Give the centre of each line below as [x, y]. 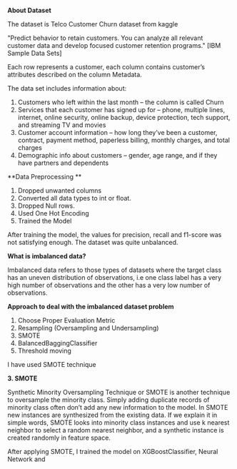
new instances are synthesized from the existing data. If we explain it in [112, 415]
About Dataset [29, 10]
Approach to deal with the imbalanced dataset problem [91, 307]
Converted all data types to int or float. [75, 198]
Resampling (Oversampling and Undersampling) [88, 328]
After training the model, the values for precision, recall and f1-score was [115, 234]
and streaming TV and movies [62, 125]
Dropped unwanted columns [60, 191]
